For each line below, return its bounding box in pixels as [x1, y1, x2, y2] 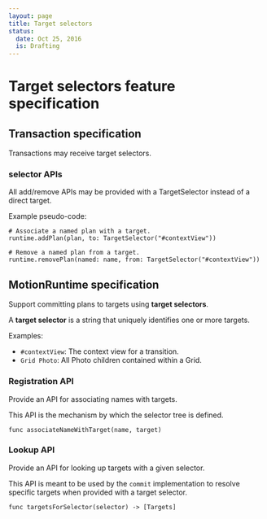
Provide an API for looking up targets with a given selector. [8, 463, 205, 473]
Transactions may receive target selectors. [8, 148, 152, 159]
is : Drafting [15, 42, 60, 50]
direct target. [8, 196, 52, 206]
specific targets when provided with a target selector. [8, 487, 188, 497]
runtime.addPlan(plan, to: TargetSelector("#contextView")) [8, 234, 217, 242]
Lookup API [8, 444, 55, 456]
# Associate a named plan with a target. [8, 227, 151, 236]
